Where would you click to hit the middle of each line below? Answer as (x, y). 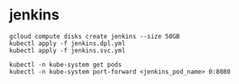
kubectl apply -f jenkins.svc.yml (68, 50)
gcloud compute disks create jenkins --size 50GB (95, 36)
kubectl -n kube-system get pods (66, 65)
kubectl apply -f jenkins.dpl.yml (68, 43)
